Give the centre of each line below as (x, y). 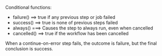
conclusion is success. (29, 49)
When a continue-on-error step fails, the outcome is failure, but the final (81, 43)
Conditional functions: (29, 7)
